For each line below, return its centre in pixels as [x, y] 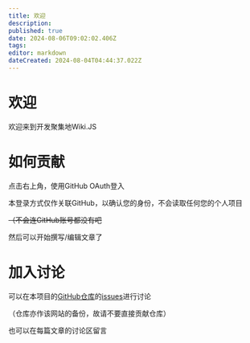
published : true [35, 31]
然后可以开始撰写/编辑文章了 [55, 237]
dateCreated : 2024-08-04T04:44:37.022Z [75, 61]
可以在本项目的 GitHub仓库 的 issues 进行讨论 [80, 296]
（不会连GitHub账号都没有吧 [55, 220]
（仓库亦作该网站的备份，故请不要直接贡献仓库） [89, 313]
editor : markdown [37, 53]
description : [30, 23]
